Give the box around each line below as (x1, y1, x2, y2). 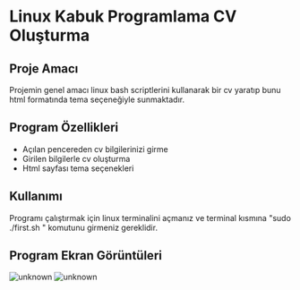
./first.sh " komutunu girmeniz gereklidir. (9, 222, 159, 233)
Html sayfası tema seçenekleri (21, 163, 134, 174)
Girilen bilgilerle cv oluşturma (21, 153, 131, 164)
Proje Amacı (9, 61, 79, 76)
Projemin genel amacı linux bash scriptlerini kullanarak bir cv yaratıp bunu (9, 85, 281, 95)
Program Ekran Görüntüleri (9, 248, 163, 263)
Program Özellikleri (9, 120, 119, 135)
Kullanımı (9, 189, 63, 204)
